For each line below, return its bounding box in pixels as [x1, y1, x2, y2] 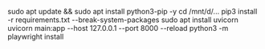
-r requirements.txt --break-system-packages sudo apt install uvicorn [7, 15, 238, 24]
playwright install [7, 32, 64, 41]
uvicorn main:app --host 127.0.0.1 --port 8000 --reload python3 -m [7, 24, 229, 32]
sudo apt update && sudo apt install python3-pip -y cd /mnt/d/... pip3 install [7, 7, 258, 16]
